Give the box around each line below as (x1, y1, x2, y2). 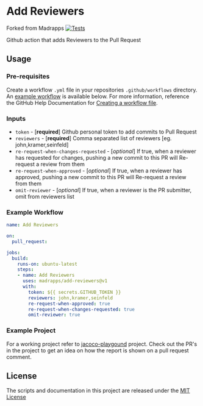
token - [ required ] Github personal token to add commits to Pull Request (15, 128, 197, 135)
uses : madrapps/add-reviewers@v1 (22, 278, 108, 284)
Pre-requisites (6, 72, 50, 80)
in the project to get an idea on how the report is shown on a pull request (6, 346, 189, 354)
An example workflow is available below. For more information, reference (6, 93, 190, 100)
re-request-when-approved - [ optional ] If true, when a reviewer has (15, 166, 182, 174)
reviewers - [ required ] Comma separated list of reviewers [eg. (15, 134, 172, 141)
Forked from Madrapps (6, 24, 65, 32)
